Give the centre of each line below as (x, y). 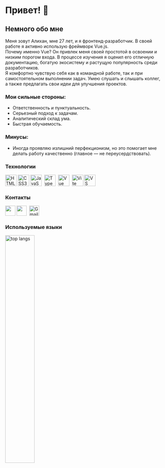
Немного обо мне (34, 29)
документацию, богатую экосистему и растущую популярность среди (81, 62)
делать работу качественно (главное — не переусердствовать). (82, 153)
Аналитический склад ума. (42, 119)
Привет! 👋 (27, 10)
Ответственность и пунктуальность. (52, 108)
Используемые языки (34, 227)
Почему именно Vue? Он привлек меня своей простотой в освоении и (81, 52)
